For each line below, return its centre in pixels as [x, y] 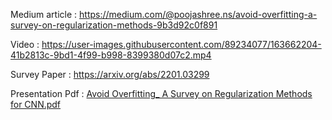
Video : [25, 44]
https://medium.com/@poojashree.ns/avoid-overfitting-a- [198, 14]
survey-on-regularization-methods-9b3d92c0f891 [114, 25]
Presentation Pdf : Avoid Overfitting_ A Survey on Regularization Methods [161, 93]
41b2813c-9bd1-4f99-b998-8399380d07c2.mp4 [111, 55]
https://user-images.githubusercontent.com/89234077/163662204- [181, 44]
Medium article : [44, 14]
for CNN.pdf [36, 104]
